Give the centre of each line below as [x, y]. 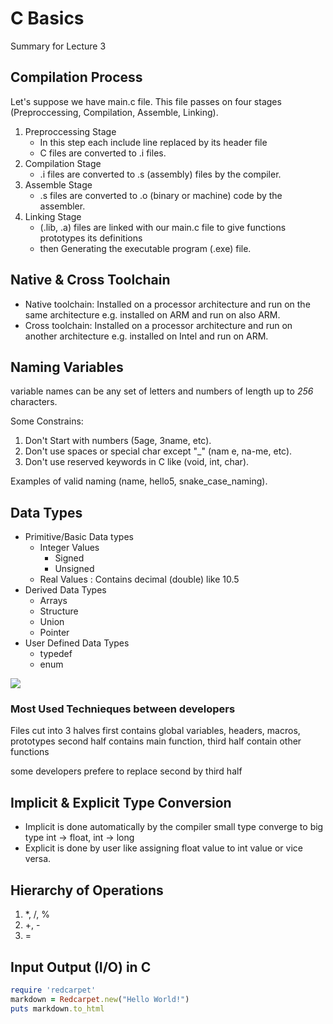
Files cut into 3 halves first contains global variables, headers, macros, [155, 731]
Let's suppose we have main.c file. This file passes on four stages [146, 101]
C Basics [47, 18]
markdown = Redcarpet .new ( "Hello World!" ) [100, 999]
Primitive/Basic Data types [79, 537]
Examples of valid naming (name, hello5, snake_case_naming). [139, 481]
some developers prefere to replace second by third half [126, 771]
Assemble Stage [58, 184]
